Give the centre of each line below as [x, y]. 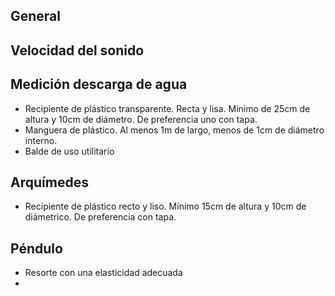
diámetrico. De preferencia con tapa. [100, 217]
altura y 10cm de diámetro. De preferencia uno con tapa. [141, 119]
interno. [41, 140]
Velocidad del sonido [77, 50]
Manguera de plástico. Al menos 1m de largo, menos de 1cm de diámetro [174, 130]
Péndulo [36, 248]
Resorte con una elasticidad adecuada [103, 273]
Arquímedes [49, 182]
